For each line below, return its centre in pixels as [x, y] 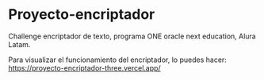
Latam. [19, 44]
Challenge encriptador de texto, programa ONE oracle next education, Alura [132, 36]
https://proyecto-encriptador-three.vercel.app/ [84, 67]
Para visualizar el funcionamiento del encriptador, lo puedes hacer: [118, 60]
